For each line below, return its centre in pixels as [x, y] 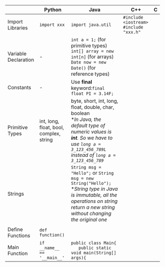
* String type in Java [94, 189]
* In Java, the [86, 119]
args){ [79, 258]
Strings [16, 194]
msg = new [82, 178]
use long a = [86, 144]
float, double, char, [93, 107]
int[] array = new [92, 51]
